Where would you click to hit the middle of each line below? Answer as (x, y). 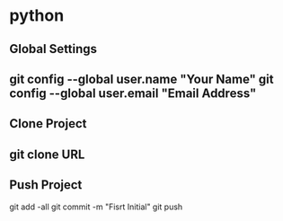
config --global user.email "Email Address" (133, 93)
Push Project (46, 185)
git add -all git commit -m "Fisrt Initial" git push (96, 207)
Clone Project (48, 124)
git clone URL (47, 154)
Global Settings (53, 49)
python (37, 16)
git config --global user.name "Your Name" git (141, 79)
